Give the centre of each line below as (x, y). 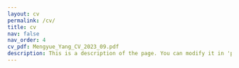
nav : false (23, 34)
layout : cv (23, 14)
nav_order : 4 (27, 40)
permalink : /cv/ (31, 21)
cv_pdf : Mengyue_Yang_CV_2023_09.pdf (63, 47)
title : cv (22, 27)
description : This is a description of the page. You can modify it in (116, 54)
